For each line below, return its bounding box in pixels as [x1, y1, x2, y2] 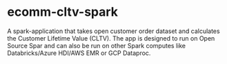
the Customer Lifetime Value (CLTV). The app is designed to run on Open [7, 34, 215, 42]
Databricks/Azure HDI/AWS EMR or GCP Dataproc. [7, 49, 151, 57]
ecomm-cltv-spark [7, 4, 119, 20]
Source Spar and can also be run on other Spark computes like [7, 41, 186, 50]
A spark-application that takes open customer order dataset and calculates [7, 27, 220, 35]
